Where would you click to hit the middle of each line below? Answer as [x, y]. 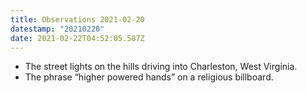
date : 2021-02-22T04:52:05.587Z [77, 38]
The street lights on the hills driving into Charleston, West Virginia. [161, 67]
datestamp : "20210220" [57, 29]
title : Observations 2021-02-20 [77, 19]
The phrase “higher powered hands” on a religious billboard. [149, 77]
